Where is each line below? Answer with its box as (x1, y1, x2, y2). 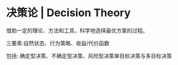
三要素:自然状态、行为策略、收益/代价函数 (6, 39, 110, 47)
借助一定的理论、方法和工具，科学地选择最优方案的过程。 (6, 27, 148, 34)
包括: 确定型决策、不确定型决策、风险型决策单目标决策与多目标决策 (6, 52, 172, 59)
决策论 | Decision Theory (6, 6, 131, 20)
